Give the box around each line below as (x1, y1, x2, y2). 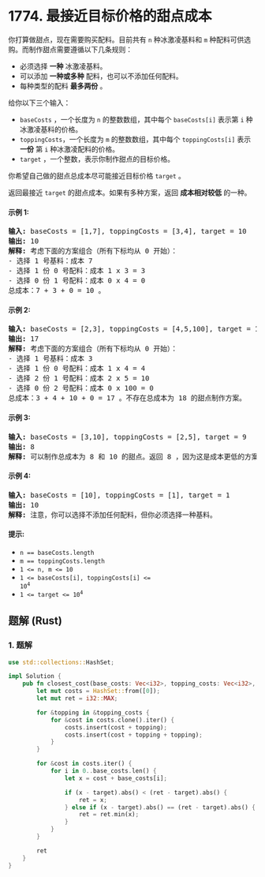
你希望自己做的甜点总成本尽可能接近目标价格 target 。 (8, 171, 185, 180)
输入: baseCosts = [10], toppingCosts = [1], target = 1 (8, 490, 230, 500)
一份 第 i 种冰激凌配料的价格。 (19, 144, 120, 154)
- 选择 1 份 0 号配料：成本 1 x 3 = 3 (8, 266, 146, 275)
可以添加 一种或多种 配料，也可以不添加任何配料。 (19, 71, 183, 81)
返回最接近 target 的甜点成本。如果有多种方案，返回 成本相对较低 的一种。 (8, 187, 252, 197)
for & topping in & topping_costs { (36, 708, 150, 717)
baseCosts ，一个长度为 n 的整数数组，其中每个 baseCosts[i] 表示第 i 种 (19, 114, 254, 124)
